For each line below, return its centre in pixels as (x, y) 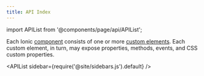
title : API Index (29, 12)
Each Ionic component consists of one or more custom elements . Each (96, 41)
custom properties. (30, 54)
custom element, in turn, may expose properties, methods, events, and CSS (102, 48)
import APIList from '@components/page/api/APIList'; (74, 29)
